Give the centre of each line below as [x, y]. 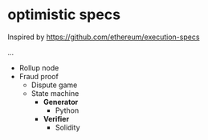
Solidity [68, 127]
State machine [55, 93]
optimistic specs [64, 15]
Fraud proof [39, 76]
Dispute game [54, 85]
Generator [61, 102]
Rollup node [39, 68]
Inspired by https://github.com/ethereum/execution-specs [104, 37]
